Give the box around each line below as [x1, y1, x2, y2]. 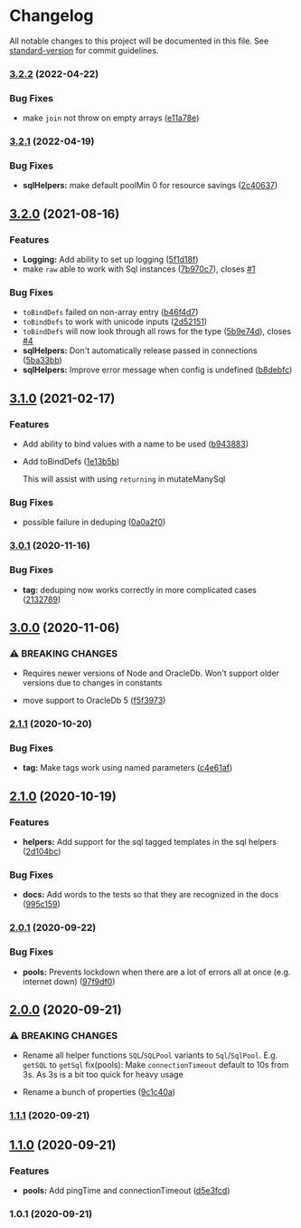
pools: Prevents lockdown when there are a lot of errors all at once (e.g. [22, 966, 291, 977]
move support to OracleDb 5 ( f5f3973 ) [22, 695, 166, 706]
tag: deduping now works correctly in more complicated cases [22, 584, 258, 595]
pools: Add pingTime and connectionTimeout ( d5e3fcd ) [22, 1185, 230, 1195]
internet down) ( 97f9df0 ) [22, 975, 116, 987]
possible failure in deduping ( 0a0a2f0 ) [22, 517, 166, 528]
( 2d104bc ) [22, 846, 61, 857]
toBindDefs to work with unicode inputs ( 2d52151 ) [22, 316, 208, 327]
